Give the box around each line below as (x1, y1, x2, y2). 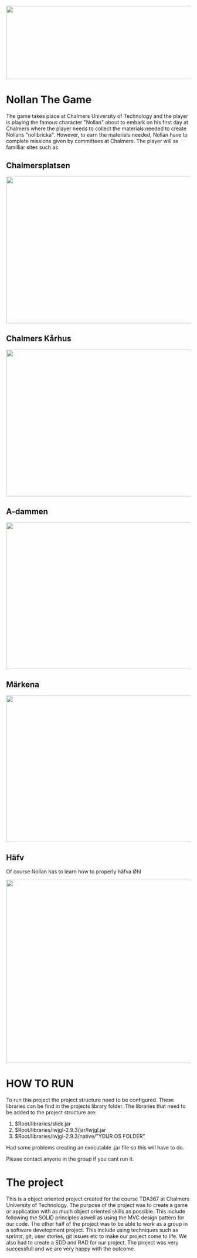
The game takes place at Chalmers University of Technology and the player (6, 112, 189, 120)
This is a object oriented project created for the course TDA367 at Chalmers (6, 1195, 190, 1202)
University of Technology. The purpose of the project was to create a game (6, 1201, 188, 1208)
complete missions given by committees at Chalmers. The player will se (6, 137, 179, 144)
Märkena (6, 679, 40, 689)
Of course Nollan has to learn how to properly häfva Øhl (6, 868, 141, 875)
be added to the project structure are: (6, 1108, 97, 1115)
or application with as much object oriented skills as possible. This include (6, 1208, 186, 1215)
